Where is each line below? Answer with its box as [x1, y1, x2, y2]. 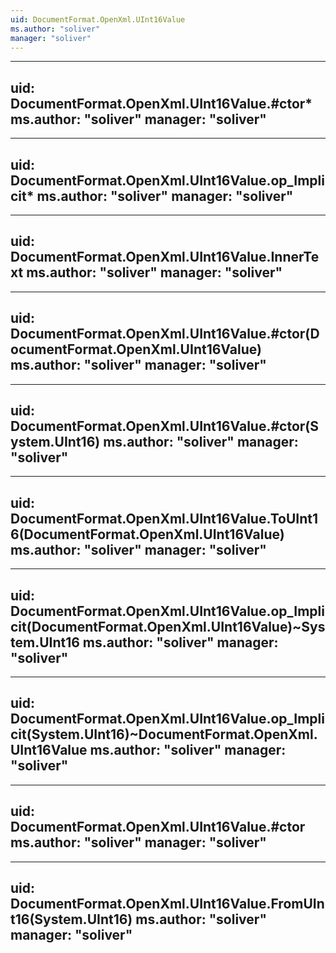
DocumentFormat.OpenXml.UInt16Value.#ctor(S [10, 418, 319, 435]
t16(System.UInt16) [10, 911, 133, 928]
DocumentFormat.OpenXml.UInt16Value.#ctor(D [10, 326, 320, 343]
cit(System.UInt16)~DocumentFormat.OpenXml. [10, 726, 318, 743]
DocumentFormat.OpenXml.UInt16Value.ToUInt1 [10, 510, 319, 527]
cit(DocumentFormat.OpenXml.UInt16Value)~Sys [10, 618, 326, 635]
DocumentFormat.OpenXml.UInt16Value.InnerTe [10, 249, 320, 266]
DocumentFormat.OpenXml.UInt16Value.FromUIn [10, 896, 325, 913]
